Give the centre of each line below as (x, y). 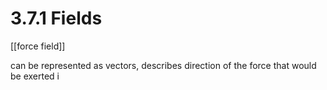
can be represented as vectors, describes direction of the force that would (163, 65)
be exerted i (35, 76)
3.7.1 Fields (56, 18)
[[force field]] (38, 46)
